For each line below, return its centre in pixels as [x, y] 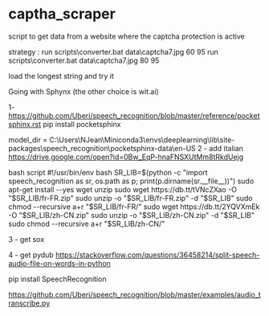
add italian [226, 148]
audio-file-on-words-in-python [59, 263]
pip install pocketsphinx [82, 124]
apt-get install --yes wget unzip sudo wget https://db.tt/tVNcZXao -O [122, 189]
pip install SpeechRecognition [57, 279]
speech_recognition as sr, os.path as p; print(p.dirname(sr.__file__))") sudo [131, 181]
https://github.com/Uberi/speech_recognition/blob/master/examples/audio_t [134, 294]
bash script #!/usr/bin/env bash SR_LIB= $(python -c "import [108, 172]
